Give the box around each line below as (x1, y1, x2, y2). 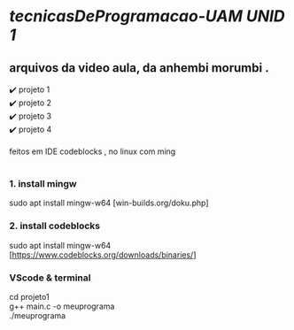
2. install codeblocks (9, 219, 101, 232)
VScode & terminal (9, 272, 91, 284)
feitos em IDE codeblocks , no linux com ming (9, 146, 176, 157)
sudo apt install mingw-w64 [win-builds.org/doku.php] (9, 197, 210, 209)
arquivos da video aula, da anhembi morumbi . (9, 60, 269, 75)
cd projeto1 (9, 291, 50, 302)
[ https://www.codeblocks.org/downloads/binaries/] (9, 249, 197, 260)
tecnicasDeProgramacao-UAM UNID (9, 6, 285, 27)
